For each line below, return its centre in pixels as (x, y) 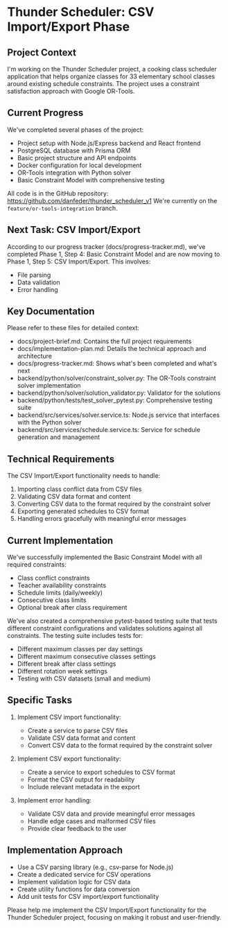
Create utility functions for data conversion (78, 889)
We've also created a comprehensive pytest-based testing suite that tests (112, 621)
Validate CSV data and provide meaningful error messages (111, 814)
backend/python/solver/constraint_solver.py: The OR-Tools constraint (116, 378)
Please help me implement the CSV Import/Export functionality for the (107, 910)
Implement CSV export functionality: (69, 758)
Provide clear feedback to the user (77, 828)
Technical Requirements (61, 459)
